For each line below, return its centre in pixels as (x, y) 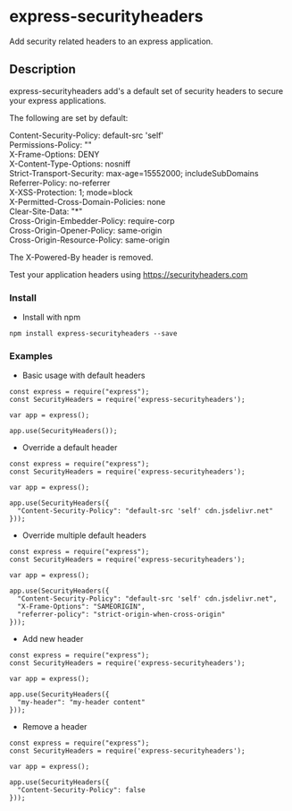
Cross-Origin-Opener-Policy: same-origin (86, 230)
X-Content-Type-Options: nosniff (70, 164)
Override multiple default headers (84, 535)
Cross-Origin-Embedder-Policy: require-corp (92, 220)
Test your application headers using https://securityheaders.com (129, 274)
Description (42, 69)
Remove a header (54, 727)
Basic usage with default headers (83, 376)
